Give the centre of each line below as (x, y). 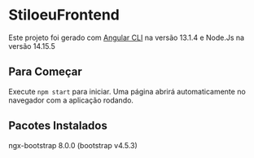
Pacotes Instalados (58, 126)
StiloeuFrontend (64, 15)
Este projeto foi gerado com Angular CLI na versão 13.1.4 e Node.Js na (127, 37)
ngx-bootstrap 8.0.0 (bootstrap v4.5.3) (73, 145)
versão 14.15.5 (32, 46)
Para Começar (46, 72)
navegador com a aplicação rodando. (71, 100)
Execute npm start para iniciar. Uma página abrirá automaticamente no (127, 91)
